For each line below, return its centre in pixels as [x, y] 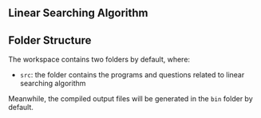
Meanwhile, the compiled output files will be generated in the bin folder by [130, 99]
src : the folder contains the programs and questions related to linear [132, 75]
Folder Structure [50, 40]
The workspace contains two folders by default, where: [99, 60]
